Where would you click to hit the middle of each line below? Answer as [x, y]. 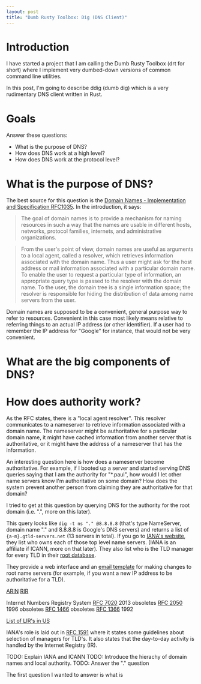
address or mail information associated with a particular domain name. [108, 268]
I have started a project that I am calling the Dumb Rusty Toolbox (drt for [95, 64]
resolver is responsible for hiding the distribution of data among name [107, 294]
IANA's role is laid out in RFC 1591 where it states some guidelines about [95, 632]
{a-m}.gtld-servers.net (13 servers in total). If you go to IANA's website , [96, 536]
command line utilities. [34, 76]
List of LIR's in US [28, 621]
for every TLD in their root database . [51, 555]
